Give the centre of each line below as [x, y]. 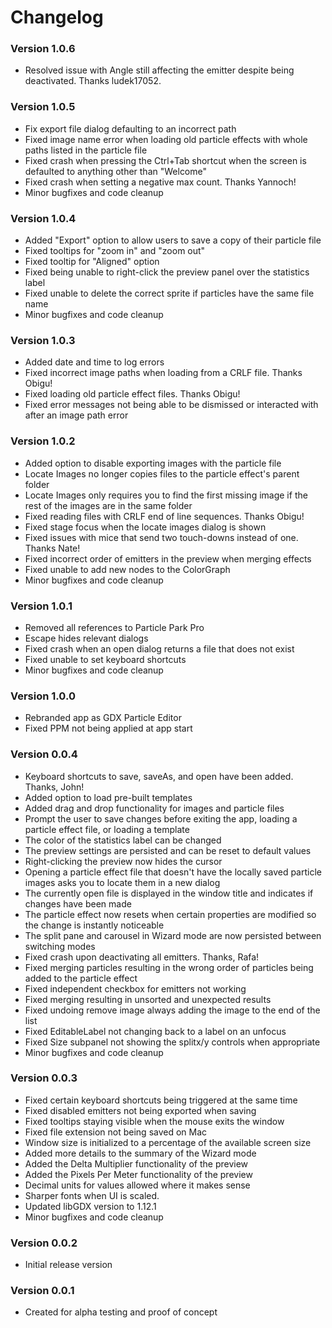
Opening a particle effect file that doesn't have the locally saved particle [173, 872]
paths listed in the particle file [86, 150]
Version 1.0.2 [43, 441]
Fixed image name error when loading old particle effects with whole [166, 139]
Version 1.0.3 [43, 340]
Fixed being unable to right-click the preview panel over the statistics [167, 272]
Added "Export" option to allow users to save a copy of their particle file [173, 240]
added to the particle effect [81, 978]
